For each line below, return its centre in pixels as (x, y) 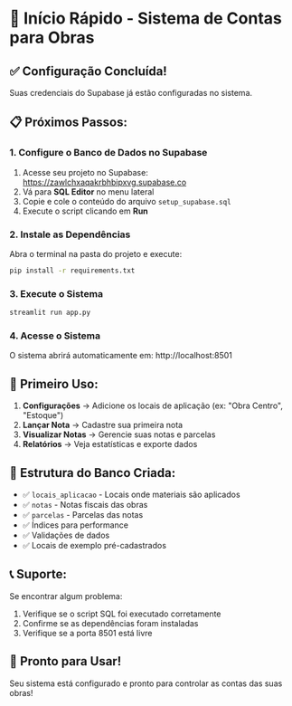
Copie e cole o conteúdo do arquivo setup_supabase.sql (127, 201)
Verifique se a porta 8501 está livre (87, 633)
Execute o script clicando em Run (85, 211)
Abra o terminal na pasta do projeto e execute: (96, 253)
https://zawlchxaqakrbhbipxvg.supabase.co (104, 182)
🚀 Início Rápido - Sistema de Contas (146, 19)
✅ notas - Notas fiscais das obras (85, 504)
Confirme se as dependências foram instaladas (110, 623)
